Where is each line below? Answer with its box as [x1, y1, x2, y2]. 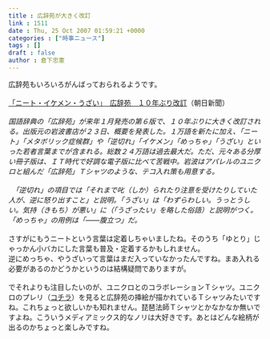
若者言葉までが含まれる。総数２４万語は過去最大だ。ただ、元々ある [22, 146, 247, 156]
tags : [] [8, 42, 42, 50]
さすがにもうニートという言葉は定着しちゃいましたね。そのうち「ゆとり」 [8, 233, 254, 243]
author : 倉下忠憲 [8, 57, 66, 65]
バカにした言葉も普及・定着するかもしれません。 [42, 244, 205, 253]
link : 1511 [8, 19, 48, 27]
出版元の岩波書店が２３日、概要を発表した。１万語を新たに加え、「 [22, 126, 244, 136]
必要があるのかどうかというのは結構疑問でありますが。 [8, 264, 191, 273]
